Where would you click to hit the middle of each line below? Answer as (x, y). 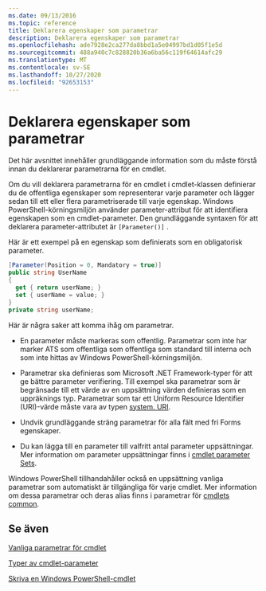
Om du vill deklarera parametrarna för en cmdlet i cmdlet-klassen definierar (132, 185)
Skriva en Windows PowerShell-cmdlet (72, 579)
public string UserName (48, 273)
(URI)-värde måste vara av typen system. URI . (95, 406)
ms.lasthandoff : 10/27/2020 (55, 75)
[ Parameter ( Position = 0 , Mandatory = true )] (85, 265)
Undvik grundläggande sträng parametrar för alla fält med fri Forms (130, 422)
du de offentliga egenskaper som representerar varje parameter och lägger (131, 193)
